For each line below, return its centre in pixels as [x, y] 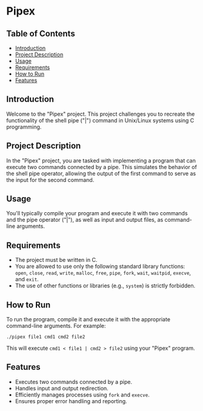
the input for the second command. [50, 179]
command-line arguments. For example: [56, 326]
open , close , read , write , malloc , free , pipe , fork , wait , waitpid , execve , [103, 273]
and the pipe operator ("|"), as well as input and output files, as [85, 220]
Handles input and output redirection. [62, 388]
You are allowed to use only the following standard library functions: [100, 266]
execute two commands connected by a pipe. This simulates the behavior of [101, 167]
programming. [24, 127]
